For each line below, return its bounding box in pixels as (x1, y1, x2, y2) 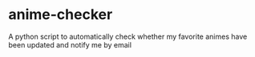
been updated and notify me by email (8, 40, 132, 49)
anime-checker (8, 6, 113, 24)
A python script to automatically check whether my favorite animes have (8, 32, 248, 41)
